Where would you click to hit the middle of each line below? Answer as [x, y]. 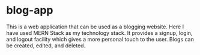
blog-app [30, 10]
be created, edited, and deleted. [46, 46]
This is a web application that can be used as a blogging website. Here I [95, 27]
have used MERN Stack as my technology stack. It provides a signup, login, [99, 33]
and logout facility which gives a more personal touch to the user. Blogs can [100, 39]
